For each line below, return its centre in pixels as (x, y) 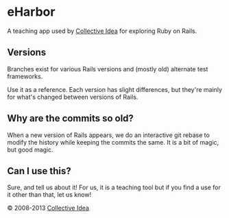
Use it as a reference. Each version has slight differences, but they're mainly (115, 89)
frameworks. (25, 76)
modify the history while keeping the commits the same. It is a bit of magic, (113, 142)
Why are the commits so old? (70, 118)
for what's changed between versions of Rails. (73, 97)
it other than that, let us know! (49, 195)
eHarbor (31, 12)
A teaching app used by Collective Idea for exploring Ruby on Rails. (102, 31)
